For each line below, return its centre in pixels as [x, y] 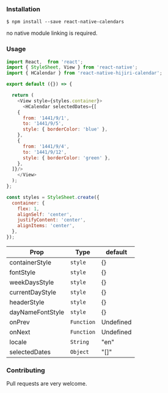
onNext [20, 332]
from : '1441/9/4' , [46, 146]
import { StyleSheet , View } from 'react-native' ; [72, 67]
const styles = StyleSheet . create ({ [53, 197]
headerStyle [27, 302]
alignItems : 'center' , [46, 226]
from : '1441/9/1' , [46, 118]
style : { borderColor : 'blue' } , [65, 129]
